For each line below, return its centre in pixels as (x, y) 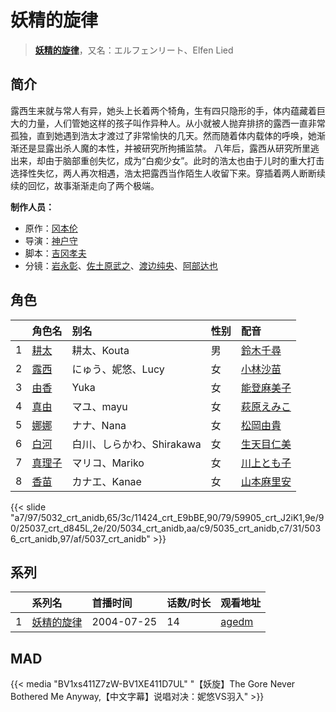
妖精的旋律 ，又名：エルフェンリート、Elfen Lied (134, 50)
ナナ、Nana (99, 425)
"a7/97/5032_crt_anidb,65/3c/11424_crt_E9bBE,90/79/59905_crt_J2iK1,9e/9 (167, 517)
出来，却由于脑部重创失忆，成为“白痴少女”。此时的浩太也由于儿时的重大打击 (167, 160)
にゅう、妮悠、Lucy (118, 369)
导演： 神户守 (51, 240)
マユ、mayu (99, 406)
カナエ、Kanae (106, 481)
